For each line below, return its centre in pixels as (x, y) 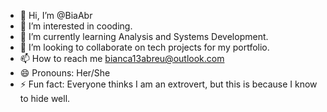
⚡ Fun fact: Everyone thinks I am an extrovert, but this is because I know (168, 84)
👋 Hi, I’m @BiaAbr (56, 15)
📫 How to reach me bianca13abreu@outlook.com (122, 58)
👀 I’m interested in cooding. (76, 26)
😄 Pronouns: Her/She (65, 73)
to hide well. (45, 98)
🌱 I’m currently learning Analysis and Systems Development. (144, 36)
